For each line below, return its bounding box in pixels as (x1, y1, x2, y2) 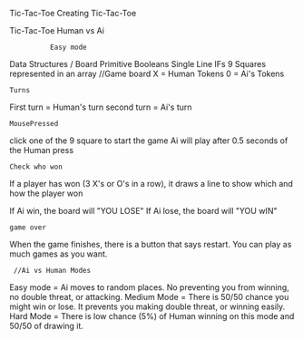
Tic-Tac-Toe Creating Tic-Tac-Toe (9, 8, 137, 18)
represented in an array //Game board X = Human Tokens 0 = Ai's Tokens (9, 68, 285, 79)
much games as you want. (9, 248, 108, 259)
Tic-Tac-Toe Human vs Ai (9, 25, 104, 35)
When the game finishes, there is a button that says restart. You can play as (9, 239, 292, 249)
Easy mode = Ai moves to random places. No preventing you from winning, (9, 282, 290, 293)
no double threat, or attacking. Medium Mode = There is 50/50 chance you (9, 292, 289, 302)
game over (9, 223, 47, 232)
